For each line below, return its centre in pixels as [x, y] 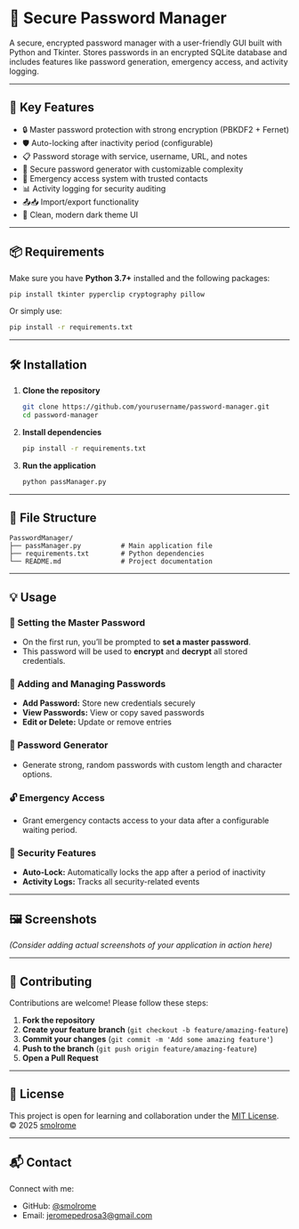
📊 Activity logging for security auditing [94, 188]
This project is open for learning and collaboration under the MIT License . [144, 1115]
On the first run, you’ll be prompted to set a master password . [136, 642]
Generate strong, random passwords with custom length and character [152, 764]
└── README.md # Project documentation [111, 562]
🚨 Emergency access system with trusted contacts [115, 178]
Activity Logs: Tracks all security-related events [111, 882]
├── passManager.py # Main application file [111, 546]
